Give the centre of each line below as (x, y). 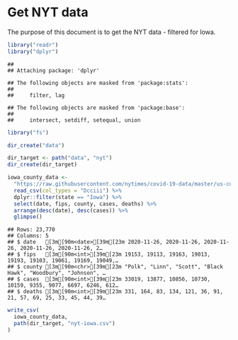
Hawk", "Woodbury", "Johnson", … (57, 273)
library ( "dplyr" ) (33, 51)
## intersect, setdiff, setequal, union (74, 120)
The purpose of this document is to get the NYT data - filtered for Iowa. (112, 32)
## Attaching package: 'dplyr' (53, 70)
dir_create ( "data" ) (36, 145)
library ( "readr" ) (33, 45)
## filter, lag (36, 95)
